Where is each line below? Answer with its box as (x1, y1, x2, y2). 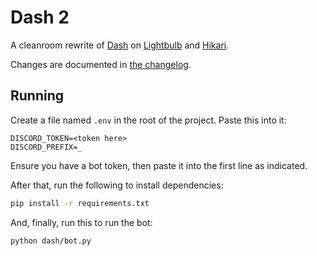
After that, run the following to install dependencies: (10, 179, 224, 191)
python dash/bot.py (10, 236, 92, 246)
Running (10, 87, 65, 105)
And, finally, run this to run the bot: (10, 216, 153, 228)
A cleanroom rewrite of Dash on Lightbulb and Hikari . (10, 39, 230, 51)
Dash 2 (10, 6, 70, 29)
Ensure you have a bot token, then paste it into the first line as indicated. (10, 159, 308, 171)
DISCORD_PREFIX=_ (10, 142, 83, 152)
